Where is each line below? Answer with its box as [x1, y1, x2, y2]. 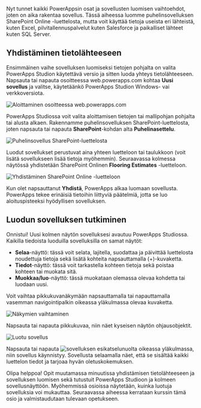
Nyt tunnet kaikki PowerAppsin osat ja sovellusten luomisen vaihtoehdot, [6, 5, 186, 12]
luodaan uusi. [14, 280, 49, 287]
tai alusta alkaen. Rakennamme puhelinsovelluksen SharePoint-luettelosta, [6, 119, 190, 126]
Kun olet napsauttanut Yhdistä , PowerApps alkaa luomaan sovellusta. [6, 184, 178, 191]
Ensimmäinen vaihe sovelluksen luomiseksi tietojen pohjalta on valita [6, 64, 176, 71]
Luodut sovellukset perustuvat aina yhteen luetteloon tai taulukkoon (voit [6, 148, 186, 155]
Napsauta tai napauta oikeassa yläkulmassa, [6, 345, 194, 352]
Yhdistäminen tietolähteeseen [6, 48, 122, 58]
